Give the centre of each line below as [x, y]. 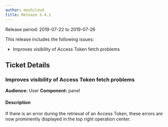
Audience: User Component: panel [43, 91]
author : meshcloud [25, 10]
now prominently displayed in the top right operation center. [68, 119]
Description [18, 102]
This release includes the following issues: [50, 39]
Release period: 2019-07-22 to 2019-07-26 [50, 29]
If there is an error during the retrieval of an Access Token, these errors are [84, 114]
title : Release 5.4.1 [28, 15]
